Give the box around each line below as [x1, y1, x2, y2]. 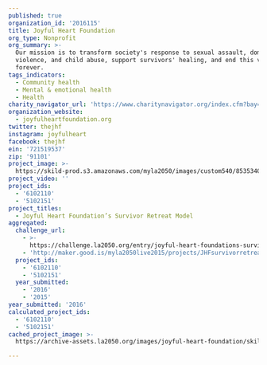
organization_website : [8, 108, 83, 116]
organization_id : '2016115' [8, 19, 102, 27]
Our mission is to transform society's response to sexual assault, [15, 49, 247, 57]
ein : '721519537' [8, 145, 66, 153]
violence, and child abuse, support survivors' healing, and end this [15, 57, 254, 65]
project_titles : [8, 204, 62, 212]
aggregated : [8, 219, 48, 227]
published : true [8, 11, 62, 20]
